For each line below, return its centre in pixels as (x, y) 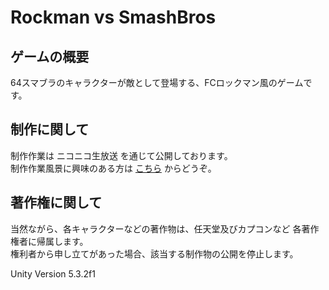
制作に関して (50, 129)
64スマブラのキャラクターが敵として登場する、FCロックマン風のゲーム (157, 82)
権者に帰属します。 (49, 241)
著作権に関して (56, 202)
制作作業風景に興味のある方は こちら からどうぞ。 (113, 168)
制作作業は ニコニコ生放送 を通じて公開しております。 (121, 155)
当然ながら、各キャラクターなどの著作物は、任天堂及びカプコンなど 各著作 (165, 228)
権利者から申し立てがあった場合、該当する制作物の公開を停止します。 (154, 253)
